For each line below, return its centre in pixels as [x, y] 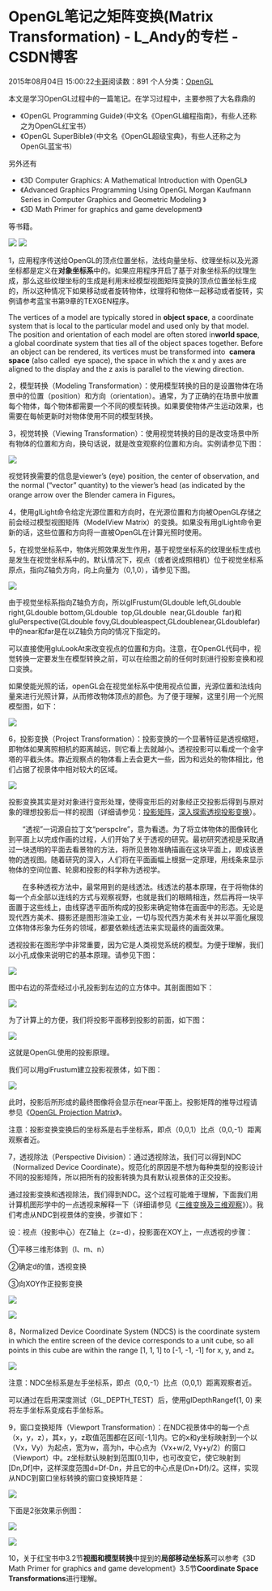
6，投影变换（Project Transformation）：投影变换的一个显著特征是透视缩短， [136, 739]
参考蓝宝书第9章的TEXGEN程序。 [78, 300]
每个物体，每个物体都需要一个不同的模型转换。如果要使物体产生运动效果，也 [136, 406]
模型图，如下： [33, 706]
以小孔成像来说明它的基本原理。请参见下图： [83, 955]
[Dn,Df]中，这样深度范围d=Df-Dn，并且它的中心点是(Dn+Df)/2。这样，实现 [134, 1468]
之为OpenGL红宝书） [55, 126]
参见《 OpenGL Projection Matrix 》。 [68, 1112]
